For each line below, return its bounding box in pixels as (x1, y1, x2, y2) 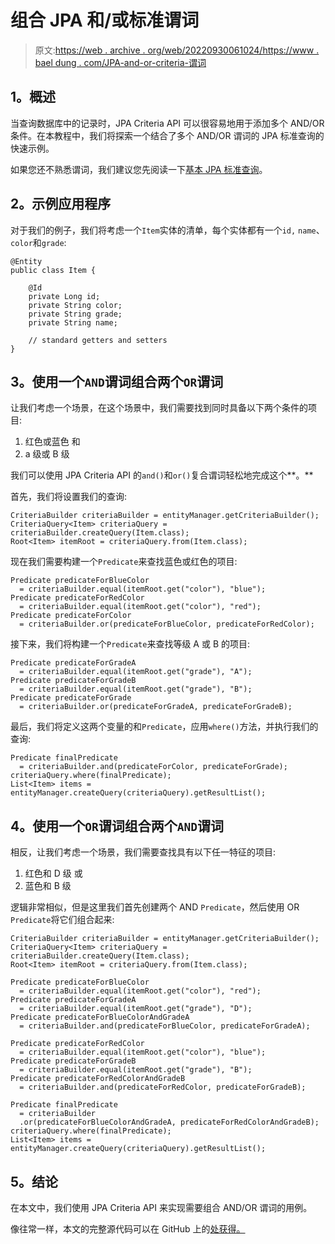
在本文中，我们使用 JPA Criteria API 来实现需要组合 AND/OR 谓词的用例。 (10, 1202, 313, 1213)
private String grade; (28, 309, 123, 319)
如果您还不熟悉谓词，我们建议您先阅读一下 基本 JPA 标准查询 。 (10, 163, 268, 175)
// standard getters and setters (28, 335, 168, 345)
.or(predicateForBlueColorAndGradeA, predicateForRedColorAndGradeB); (19, 1117, 320, 1128)
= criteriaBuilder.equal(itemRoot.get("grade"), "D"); (19, 1004, 253, 1014)
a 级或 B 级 (24, 448, 70, 460)
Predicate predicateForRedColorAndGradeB (10, 1074, 186, 1084)
